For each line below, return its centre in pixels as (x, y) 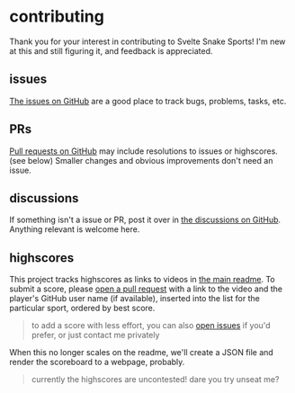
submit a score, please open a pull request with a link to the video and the (146, 289)
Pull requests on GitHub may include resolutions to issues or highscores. (144, 151)
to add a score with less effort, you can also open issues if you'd (151, 326)
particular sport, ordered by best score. (82, 308)
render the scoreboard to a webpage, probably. (97, 362)
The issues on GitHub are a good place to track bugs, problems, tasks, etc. (148, 101)
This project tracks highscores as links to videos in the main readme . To (143, 280)
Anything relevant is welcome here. (75, 229)
